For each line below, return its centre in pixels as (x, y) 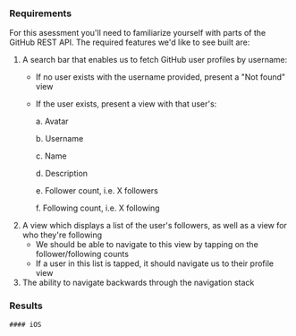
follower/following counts (82, 254)
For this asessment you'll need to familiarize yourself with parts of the (138, 33)
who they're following (62, 235)
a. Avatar (52, 121)
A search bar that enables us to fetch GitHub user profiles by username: (155, 60)
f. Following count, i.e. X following (97, 208)
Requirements (41, 13)
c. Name (51, 156)
